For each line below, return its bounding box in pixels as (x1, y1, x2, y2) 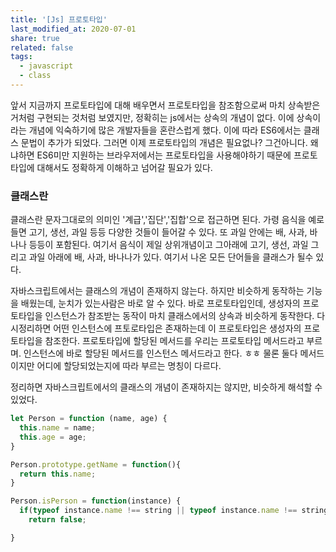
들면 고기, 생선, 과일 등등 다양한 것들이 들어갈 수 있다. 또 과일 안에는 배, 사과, (10, 226, 308, 238)
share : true (10, 33, 60, 43)
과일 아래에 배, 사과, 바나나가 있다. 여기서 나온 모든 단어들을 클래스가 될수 (28, 251, 314, 263)
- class (19, 71, 52, 81)
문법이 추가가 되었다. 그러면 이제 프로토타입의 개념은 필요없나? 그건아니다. (20, 136, 308, 148)
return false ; (28, 515, 87, 525)
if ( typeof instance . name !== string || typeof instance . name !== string (19, 506, 329, 516)
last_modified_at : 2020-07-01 (10, 24, 137, 34)
